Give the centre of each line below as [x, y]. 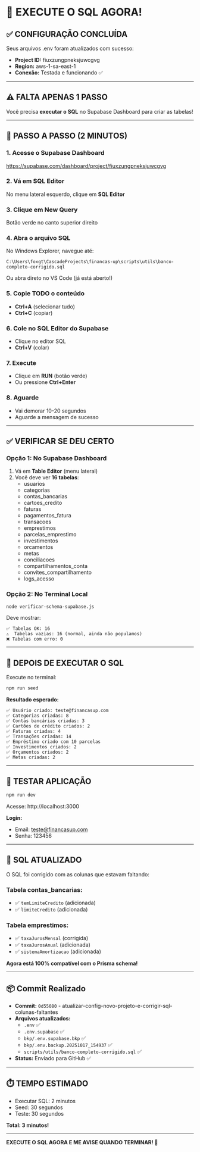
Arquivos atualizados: [43, 1019]
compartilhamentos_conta [56, 566]
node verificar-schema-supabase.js [50, 607]
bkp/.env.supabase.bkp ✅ [55, 1038]
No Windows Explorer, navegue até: [50, 251]
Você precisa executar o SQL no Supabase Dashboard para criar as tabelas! [100, 111]
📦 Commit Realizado [46, 989]
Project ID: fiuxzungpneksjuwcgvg [57, 60]
